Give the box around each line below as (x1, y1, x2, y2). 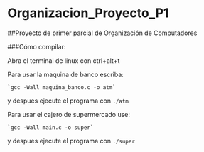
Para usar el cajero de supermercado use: (7, 110, 130, 118)
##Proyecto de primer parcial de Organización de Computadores (7, 29, 198, 37)
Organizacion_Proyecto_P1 (7, 5, 169, 21)
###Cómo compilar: (7, 42, 66, 51)
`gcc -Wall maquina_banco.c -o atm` (7, 83, 116, 91)
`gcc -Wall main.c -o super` (7, 123, 94, 131)
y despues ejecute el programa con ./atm (7, 96, 129, 105)
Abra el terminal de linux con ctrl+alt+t (7, 56, 120, 65)
